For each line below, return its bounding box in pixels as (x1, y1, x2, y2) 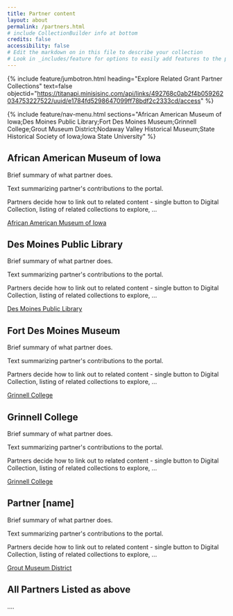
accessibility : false (7, 42, 70, 49)
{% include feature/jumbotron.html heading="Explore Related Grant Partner (7, 74, 223, 83)
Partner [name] (7, 497, 75, 509)
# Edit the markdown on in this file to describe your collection (7, 49, 203, 56)
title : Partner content (7, 10, 76, 17)
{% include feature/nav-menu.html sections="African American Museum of (7, 110, 222, 118)
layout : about (7, 17, 49, 24)
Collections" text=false (7, 81, 73, 90)
